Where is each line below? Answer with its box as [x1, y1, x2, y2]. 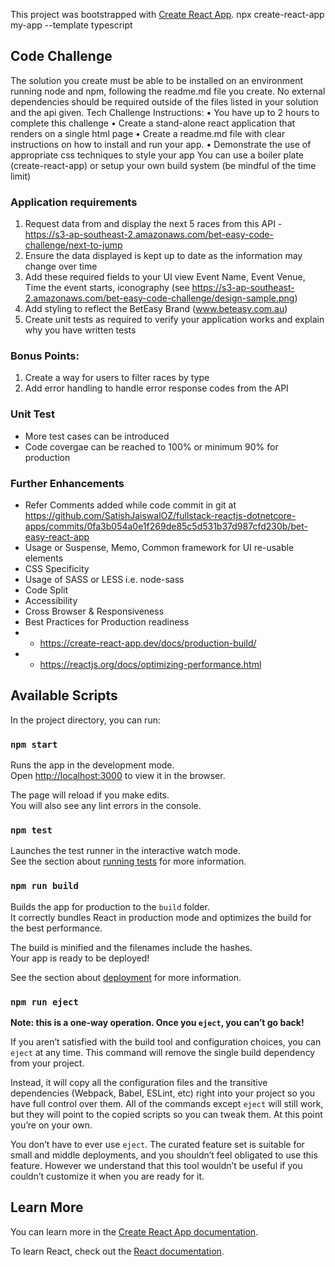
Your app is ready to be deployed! [10, 952, 150, 964]
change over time [24, 260, 98, 273]
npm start [10, 739, 58, 750]
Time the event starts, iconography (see [24, 282, 190, 294]
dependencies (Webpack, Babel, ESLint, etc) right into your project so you [10, 1087, 316, 1099]
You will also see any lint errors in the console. [10, 800, 202, 812]
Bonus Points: [10, 349, 80, 363]
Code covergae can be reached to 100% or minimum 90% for [24, 440, 279, 453]
